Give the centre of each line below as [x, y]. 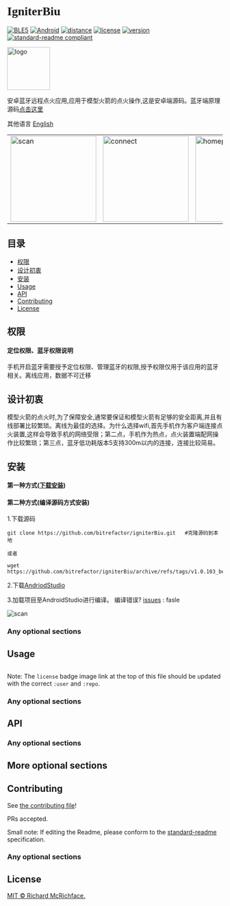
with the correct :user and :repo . [54, 683]
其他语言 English [30, 124]
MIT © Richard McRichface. [46, 896]
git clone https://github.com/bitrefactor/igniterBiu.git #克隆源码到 [110, 533]
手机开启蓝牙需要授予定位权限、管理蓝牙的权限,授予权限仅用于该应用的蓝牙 [113, 367]
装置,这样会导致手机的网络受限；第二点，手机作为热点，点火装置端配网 [113, 434]
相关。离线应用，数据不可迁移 [49, 376]
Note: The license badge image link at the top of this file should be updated [114, 677]
